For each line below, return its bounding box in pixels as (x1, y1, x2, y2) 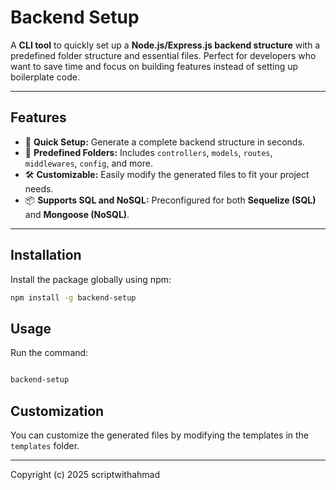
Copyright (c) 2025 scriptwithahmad (10, 468, 161, 480)
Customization (10, 402, 105, 420)
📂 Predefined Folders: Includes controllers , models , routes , (24, 146, 273, 158)
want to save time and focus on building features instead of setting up (10, 60, 299, 72)
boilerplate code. (10, 71, 80, 83)
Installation (10, 247, 82, 264)
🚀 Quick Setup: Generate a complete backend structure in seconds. (24, 136, 305, 148)
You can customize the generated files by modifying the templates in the (10, 429, 310, 441)
